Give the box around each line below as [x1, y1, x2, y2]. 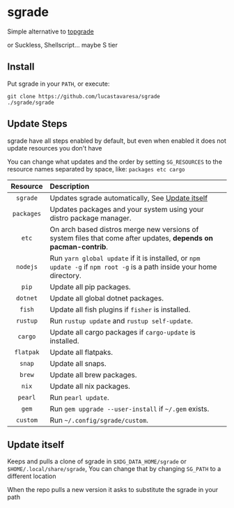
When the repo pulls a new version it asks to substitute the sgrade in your [7, 486, 219, 494]
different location [7, 472, 56, 481]
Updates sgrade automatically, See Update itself [49, 193, 208, 203]
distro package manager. [49, 213, 132, 223]
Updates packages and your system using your [49, 204, 204, 214]
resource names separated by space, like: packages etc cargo [7, 164, 185, 173]
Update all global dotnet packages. [49, 293, 164, 303]
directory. [49, 270, 81, 280]
